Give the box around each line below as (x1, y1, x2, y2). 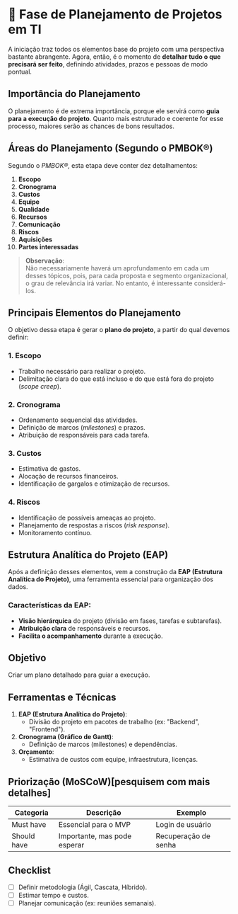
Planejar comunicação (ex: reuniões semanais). (18, 899, 156, 908)
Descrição (85, 808, 121, 818)
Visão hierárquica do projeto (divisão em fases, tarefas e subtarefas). (18, 616, 222, 625)
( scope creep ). (18, 382, 62, 390)
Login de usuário (155, 820, 212, 830)
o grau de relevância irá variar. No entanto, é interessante (25, 279, 193, 287)
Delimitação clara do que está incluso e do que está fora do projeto (18, 375, 215, 383)
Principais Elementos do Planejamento (8, 307, 182, 319)
